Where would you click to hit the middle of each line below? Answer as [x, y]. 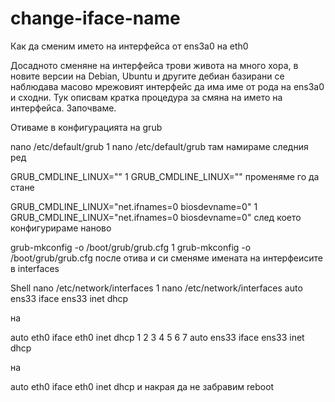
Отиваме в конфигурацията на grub [86, 127]
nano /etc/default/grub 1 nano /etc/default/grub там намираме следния [159, 146]
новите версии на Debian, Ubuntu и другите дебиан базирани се [147, 76]
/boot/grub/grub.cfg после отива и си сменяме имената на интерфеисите [166, 258]
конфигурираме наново [61, 228]
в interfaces [35, 268]
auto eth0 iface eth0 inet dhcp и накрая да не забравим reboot [142, 386]
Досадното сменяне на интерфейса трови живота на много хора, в [154, 65]
